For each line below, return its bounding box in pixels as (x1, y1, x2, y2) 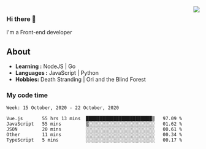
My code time (6, 91, 48, 100)
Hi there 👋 (6, 15, 37, 23)
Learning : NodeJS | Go (15, 63, 76, 70)
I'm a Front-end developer (6, 29, 72, 36)
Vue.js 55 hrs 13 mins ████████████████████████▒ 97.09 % (6, 116, 183, 122)
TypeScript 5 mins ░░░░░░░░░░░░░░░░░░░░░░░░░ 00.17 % (6, 137, 183, 143)
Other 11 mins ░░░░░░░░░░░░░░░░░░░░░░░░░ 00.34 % (6, 132, 183, 138)
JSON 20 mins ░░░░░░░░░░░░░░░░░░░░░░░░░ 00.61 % (6, 126, 183, 132)
